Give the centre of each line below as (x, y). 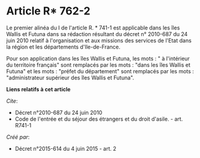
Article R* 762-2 (48, 11)
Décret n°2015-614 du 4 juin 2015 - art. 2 (65, 148)
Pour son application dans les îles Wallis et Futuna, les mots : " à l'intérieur (98, 58)
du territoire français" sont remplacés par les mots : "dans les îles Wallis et (98, 65)
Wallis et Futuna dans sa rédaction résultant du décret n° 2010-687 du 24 (97, 34)
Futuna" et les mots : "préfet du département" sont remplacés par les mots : (100, 71)
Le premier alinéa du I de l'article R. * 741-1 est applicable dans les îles (93, 28)
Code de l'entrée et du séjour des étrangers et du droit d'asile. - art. (99, 119)
